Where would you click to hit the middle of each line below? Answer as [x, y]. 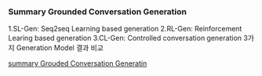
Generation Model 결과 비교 [60, 48]
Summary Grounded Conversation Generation [97, 12]
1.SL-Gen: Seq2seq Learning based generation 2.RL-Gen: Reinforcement [125, 29]
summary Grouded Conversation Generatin [78, 63]
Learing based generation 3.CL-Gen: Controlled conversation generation [125, 38]
